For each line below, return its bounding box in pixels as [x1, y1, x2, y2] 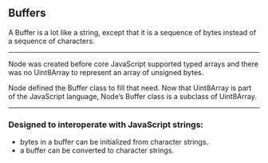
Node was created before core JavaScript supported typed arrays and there [8, 59, 259, 69]
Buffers [8, 6, 46, 20]
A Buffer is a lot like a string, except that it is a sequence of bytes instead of [8, 27, 257, 37]
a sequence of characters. [8, 36, 95, 46]
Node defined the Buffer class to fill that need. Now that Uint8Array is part [8, 83, 252, 93]
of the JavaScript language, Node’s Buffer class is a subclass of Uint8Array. [8, 91, 257, 101]
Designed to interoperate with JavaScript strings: [8, 119, 203, 130]
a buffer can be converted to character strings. [19, 145, 174, 155]
